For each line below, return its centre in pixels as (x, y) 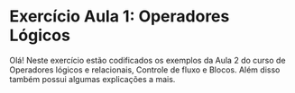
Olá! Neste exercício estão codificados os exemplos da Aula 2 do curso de (147, 60)
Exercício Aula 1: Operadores (120, 17)
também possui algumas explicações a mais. (92, 79)
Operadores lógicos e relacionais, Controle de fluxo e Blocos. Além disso (145, 70)
